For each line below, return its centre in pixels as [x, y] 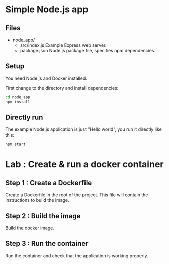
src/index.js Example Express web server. [63, 45]
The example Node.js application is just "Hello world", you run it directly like [83, 129]
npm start [16, 144]
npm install [18, 102]
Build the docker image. [30, 228]
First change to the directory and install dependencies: [62, 88]
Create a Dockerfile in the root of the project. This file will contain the [77, 195]
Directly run [24, 117]
